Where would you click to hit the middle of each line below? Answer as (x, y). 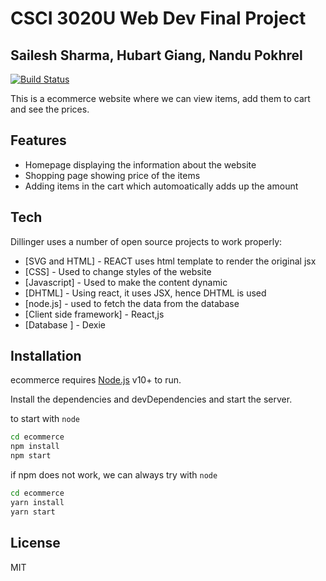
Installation (46, 356)
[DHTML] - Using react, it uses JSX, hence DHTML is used (145, 293)
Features (38, 140)
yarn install (37, 502)
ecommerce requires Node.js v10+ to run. (96, 380)
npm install (35, 447)
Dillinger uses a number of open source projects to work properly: (146, 241)
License (35, 543)
